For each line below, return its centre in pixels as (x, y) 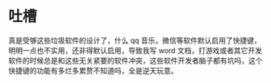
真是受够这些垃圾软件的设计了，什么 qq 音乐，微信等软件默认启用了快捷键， (135, 40)
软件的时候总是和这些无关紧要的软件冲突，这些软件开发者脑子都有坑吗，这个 (135, 60)
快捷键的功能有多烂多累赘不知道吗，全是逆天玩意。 (93, 70)
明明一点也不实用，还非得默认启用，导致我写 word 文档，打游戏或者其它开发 (135, 50)
